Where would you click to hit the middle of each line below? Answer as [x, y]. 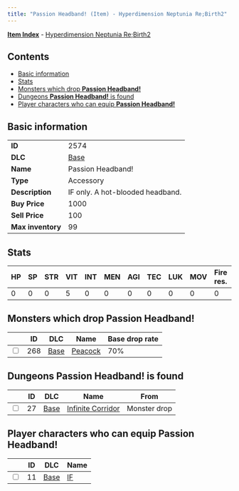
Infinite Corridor [93, 408]
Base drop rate [133, 338]
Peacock [86, 350]
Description [31, 192]
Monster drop [150, 408]
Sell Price [27, 216]
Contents [28, 57]
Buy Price [28, 204]
